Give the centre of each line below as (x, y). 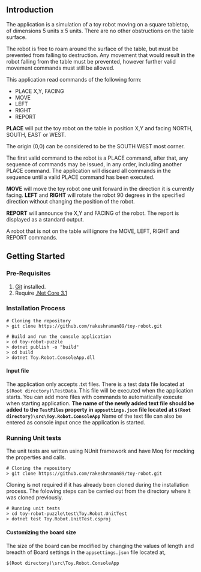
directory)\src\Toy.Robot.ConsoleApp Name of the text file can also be (94, 416)
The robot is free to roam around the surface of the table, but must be (92, 49)
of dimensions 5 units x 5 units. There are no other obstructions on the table (100, 31)
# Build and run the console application (59, 336)
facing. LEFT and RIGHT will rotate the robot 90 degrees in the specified (95, 195)
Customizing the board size (41, 532)
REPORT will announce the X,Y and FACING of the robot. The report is (93, 213)
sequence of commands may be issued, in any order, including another (94, 164)
